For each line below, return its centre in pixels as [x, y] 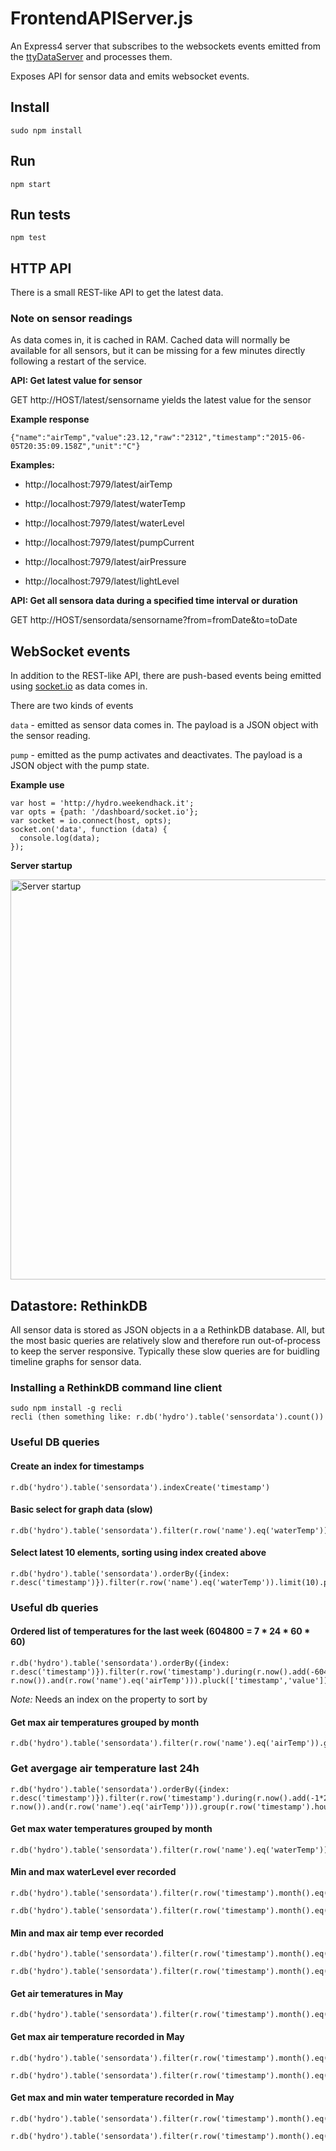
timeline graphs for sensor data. [76, 1362]
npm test [28, 238]
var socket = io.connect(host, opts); [91, 821]
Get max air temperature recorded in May [97, 2036]
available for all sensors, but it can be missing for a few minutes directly [158, 351]
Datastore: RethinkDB [79, 1305]
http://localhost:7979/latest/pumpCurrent [109, 543]
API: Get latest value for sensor [76, 381]
